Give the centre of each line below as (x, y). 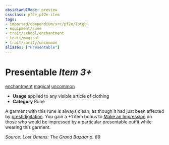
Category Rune (29, 101)
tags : (11, 19)
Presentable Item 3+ (49, 72)
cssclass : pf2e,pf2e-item (32, 15)
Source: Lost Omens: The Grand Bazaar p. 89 (53, 137)
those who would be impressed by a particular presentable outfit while (78, 122)
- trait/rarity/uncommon (31, 43)
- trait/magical (22, 38)
